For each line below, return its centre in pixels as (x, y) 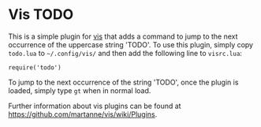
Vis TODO (41, 15)
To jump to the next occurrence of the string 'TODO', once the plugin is (123, 82)
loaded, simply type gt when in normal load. (80, 90)
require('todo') (35, 67)
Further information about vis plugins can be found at (95, 106)
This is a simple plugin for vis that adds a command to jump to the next (123, 36)
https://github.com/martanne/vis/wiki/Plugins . (83, 114)
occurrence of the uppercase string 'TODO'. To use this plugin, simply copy (131, 44)
